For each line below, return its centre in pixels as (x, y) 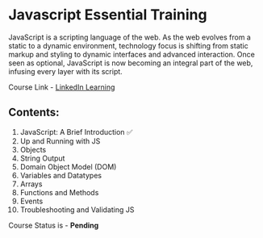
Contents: (34, 113)
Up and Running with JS (60, 141)
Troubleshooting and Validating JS (77, 209)
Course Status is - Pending (54, 225)
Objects (33, 149)
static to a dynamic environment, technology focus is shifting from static (128, 45)
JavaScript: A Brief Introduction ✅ (76, 132)
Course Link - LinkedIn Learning (62, 87)
